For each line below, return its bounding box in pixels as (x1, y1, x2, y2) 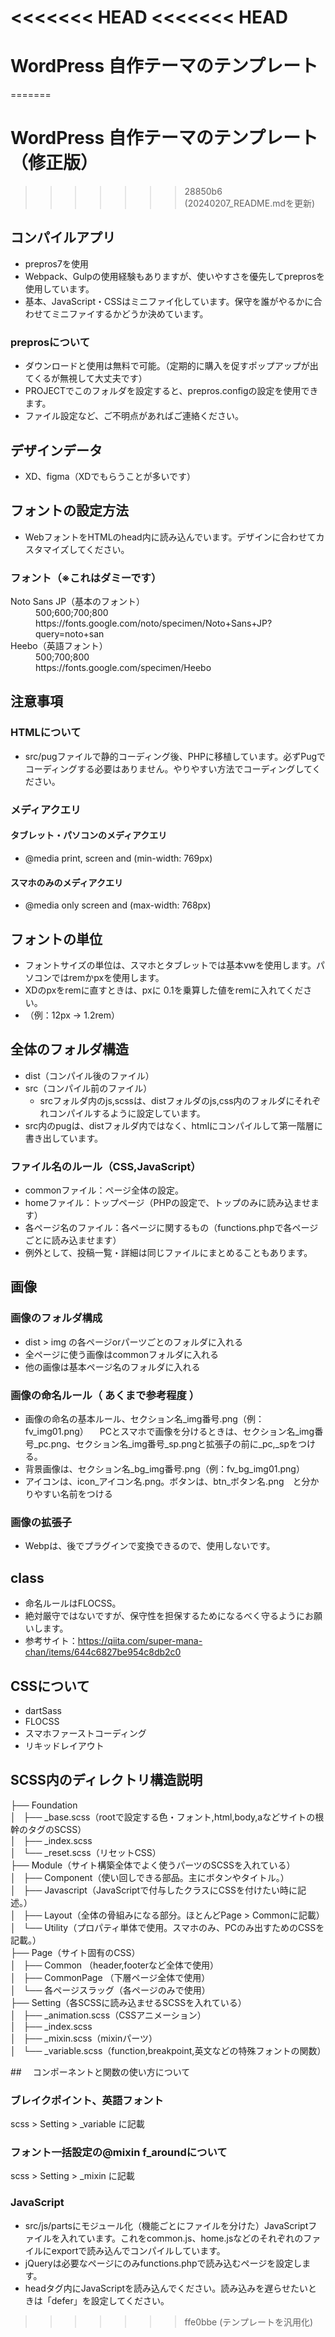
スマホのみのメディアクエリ (10, 876, 123, 888)
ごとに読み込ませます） (24, 1234, 122, 1246)
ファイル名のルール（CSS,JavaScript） (10, 1159, 202, 1173)
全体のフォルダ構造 (10, 1041, 129, 1058)
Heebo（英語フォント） (10, 640, 108, 652)
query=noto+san (35, 628, 105, 640)
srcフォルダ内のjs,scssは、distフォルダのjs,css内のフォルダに (39, 1094, 295, 1106)
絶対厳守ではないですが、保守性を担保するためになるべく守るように (24, 1610, 306, 1622)
